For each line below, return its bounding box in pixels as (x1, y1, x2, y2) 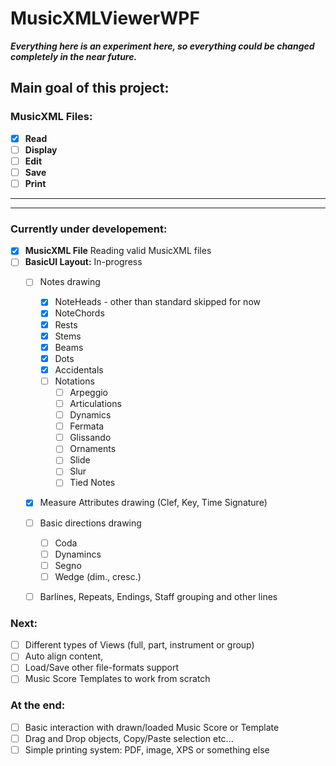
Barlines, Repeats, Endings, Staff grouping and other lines (39, 590, 278, 602)
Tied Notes (69, 477, 116, 489)
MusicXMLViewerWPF (10, 7, 200, 30)
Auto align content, (24, 650, 104, 662)
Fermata (69, 420, 105, 432)
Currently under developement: (10, 222, 168, 236)
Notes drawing (39, 276, 101, 288)
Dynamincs (54, 548, 102, 560)
